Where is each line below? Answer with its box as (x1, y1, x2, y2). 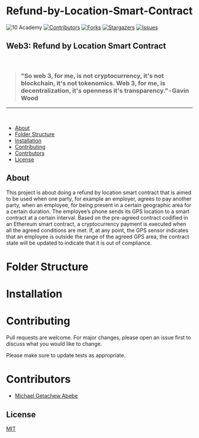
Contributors (6, 373, 71, 386)
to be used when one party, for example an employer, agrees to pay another (6, 195, 192, 202)
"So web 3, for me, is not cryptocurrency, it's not (20, 71, 164, 80)
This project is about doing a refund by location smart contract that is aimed (6, 189, 191, 196)
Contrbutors (14, 150, 45, 157)
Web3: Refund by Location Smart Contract (6, 41, 166, 51)
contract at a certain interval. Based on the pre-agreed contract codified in (6, 214, 188, 221)
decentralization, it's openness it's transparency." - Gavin (20, 86, 190, 94)
